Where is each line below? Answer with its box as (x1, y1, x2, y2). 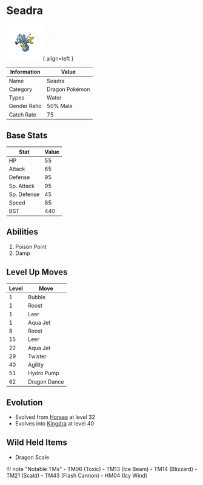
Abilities (6, 227, 38, 237)
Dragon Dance (28, 378, 64, 385)
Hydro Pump (28, 370, 59, 377)
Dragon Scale (15, 453, 50, 461)
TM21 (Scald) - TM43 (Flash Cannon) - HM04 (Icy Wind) (6, 472, 147, 479)
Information (10, 68, 41, 76)
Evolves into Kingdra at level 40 (15, 419, 95, 427)
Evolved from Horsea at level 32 (15, 413, 96, 421)
